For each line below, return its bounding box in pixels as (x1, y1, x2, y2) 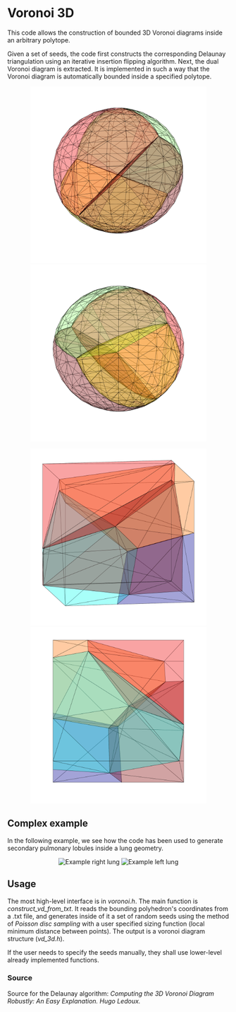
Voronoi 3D (7, 5, 75, 21)
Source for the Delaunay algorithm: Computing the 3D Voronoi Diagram (7, 989, 215, 998)
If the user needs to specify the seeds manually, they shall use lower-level (7, 948, 222, 956)
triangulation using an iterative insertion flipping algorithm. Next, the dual (7, 57, 219, 65)
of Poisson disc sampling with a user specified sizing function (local (7, 919, 205, 928)
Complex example (7, 818, 88, 830)
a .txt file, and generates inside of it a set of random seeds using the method (7, 912, 229, 920)
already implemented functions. (7, 955, 100, 964)
